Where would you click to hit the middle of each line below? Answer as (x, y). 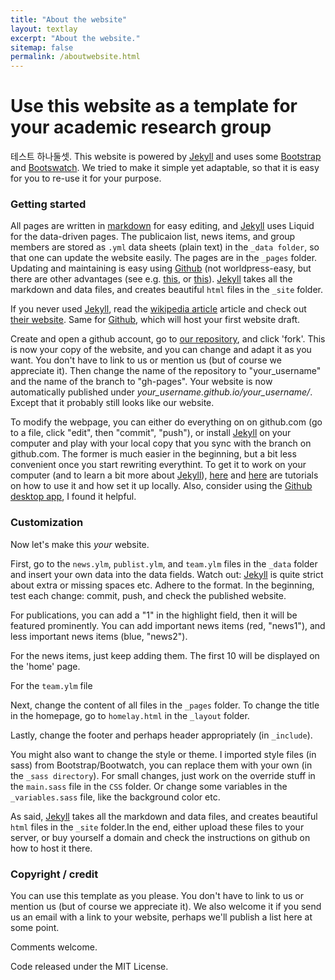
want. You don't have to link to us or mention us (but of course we (146, 360)
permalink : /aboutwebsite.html (75, 57)
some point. (35, 927)
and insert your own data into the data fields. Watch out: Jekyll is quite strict (167, 574)
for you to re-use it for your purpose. (86, 178)
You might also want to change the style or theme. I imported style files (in (163, 754)
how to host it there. (51, 848)
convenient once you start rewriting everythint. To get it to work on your (158, 465)
